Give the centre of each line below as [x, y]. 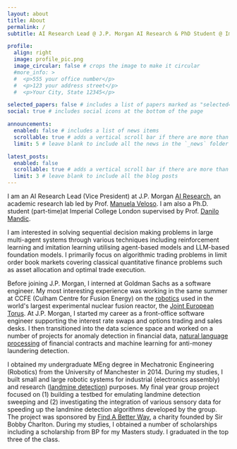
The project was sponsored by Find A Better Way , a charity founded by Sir [115, 417]
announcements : [30, 124]
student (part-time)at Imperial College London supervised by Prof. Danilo [113, 211]
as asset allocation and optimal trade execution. [77, 270]
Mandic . [19, 219]
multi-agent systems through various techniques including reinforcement [114, 240]
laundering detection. [38, 351]
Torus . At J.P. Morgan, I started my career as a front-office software [106, 313]
